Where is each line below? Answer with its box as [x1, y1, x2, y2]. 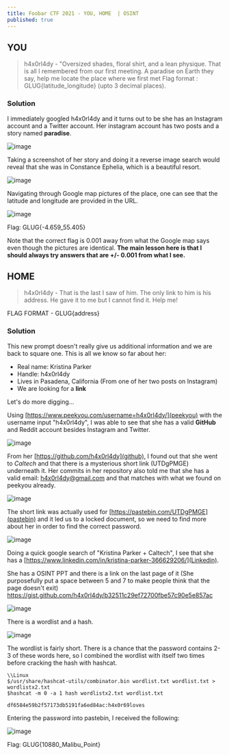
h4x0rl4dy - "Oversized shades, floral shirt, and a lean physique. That [23, 60, 221, 68]
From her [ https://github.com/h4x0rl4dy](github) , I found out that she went [7, 452, 218, 460]
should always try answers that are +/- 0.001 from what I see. [7, 251, 186, 259]
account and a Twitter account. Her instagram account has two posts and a [7, 121, 219, 130]
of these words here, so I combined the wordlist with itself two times [12, 651, 205, 659]
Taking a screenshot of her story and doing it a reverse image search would [7, 155, 220, 164]
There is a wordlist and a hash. [7, 617, 94, 626]
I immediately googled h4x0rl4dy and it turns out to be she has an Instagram [7, 114, 224, 123]
